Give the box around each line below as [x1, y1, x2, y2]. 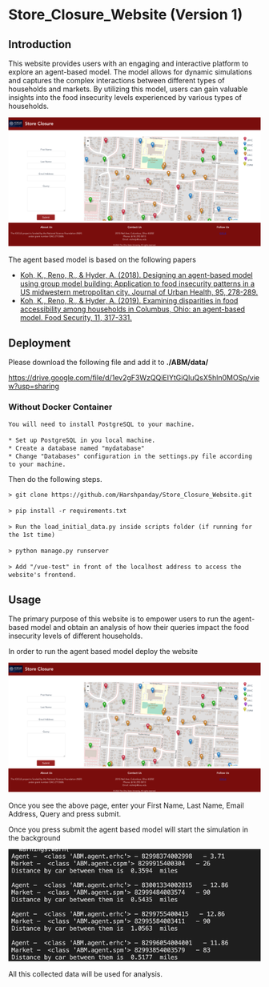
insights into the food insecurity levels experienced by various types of [8, 93, 243, 102]
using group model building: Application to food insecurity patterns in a [19, 279, 255, 289]
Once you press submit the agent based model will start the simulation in [8, 825, 249, 834]
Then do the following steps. [8, 475, 102, 484]
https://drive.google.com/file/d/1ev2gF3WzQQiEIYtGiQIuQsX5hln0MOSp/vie [8, 373, 260, 383]
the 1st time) [8, 531, 56, 540]
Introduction [8, 38, 72, 51]
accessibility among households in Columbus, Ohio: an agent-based [19, 304, 246, 314]
